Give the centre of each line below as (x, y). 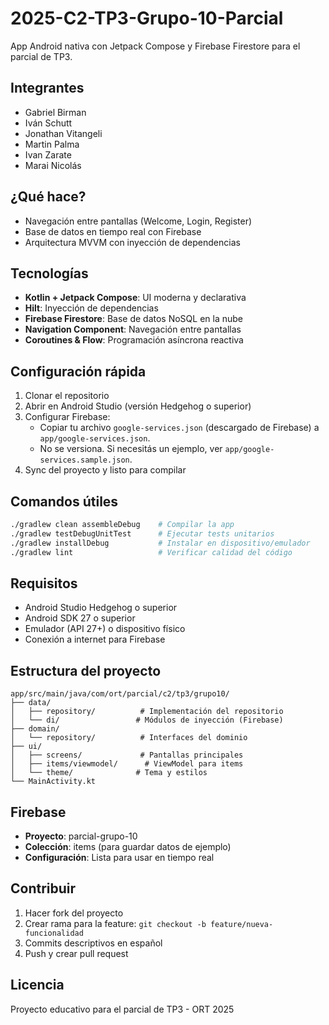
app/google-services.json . (95, 438)
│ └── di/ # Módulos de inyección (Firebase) (147, 720)
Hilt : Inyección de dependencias (91, 308)
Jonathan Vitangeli (63, 133)
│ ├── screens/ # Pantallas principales (127, 755)
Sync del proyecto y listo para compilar (105, 470)
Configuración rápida (78, 371)
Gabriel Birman (55, 112)
